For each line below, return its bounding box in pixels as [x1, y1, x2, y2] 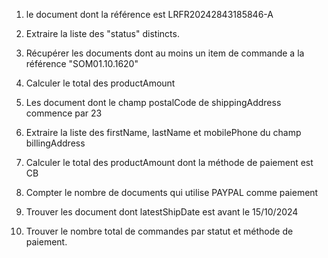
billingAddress [25, 137, 86, 149]
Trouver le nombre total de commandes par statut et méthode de [25, 225, 294, 237]
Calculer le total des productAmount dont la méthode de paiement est [25, 157, 314, 168]
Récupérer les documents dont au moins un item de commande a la [25, 47, 305, 59]
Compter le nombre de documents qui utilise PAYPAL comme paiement [25, 187, 319, 198]
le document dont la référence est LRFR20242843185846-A [25, 9, 274, 20]
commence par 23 [25, 107, 103, 119]
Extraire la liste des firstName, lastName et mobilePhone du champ [25, 127, 302, 138]
